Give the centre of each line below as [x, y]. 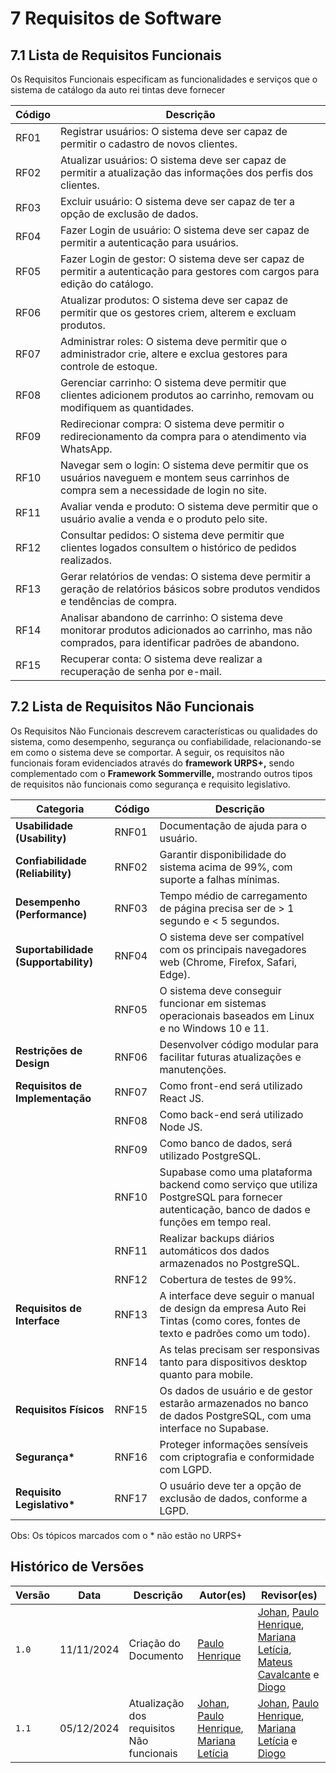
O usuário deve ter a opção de [230, 1485]
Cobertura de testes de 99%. [228, 1279]
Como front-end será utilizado [231, 1085]
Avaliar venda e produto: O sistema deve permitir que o [189, 506]
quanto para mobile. [206, 1374]
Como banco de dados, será [226, 1143]
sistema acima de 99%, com [226, 867]
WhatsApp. [86, 449]
